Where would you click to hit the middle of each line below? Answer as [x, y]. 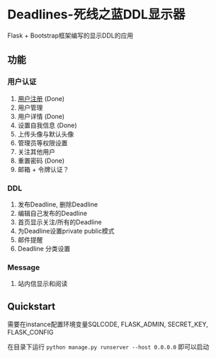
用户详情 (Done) [41, 116]
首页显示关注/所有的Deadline [59, 222]
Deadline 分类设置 [44, 248]
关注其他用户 [36, 151]
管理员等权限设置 [42, 143]
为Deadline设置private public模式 [66, 231]
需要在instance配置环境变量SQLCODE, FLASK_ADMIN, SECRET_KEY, [108, 324]
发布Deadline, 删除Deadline [57, 204]
